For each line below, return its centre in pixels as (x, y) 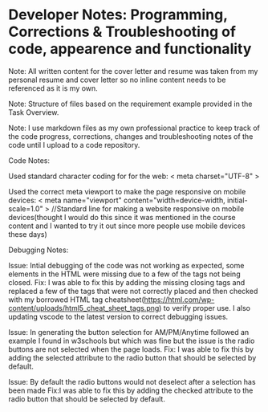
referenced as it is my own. (53, 88)
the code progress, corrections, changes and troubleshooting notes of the (131, 136)
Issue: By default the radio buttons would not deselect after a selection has (132, 381)
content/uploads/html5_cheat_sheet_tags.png (84, 308)
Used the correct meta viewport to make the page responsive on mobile (127, 191)
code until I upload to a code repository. (74, 145)
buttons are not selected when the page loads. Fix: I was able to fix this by (131, 349)
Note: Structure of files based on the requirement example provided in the (130, 104)
